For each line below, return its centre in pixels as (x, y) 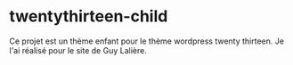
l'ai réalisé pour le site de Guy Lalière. (78, 50)
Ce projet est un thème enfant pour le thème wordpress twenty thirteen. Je (147, 41)
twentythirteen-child (89, 16)
